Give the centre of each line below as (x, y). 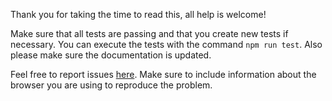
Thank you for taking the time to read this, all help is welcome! (138, 14)
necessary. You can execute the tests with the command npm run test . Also (166, 44)
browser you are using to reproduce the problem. (111, 85)
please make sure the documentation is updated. (111, 55)
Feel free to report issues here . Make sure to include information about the (163, 74)
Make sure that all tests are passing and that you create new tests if (149, 33)
